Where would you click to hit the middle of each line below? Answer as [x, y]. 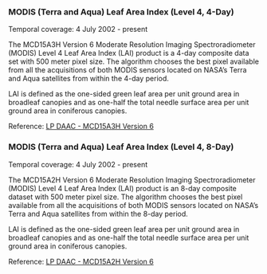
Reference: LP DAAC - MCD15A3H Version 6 [81, 127]
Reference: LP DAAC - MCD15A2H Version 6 [81, 261]
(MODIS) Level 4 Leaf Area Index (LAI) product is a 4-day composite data [129, 53]
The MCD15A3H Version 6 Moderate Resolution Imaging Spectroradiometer [132, 45]
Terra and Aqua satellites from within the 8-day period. [98, 213]
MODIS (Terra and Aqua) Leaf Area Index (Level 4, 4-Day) [121, 12]
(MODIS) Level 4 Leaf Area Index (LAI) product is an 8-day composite [123, 188]
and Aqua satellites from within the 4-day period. [89, 79]
